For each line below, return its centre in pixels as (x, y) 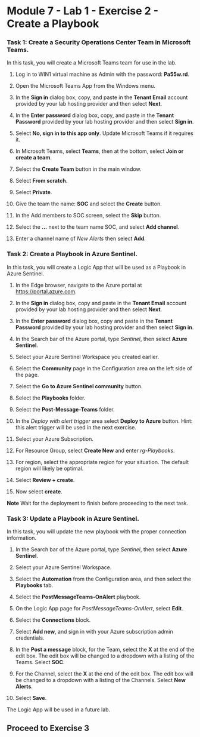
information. (22, 538)
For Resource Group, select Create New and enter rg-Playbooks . (95, 450)
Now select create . (39, 492)
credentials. (30, 638)
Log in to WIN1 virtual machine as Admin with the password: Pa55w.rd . (102, 74)
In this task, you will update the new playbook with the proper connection (97, 532)
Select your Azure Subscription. (54, 439)
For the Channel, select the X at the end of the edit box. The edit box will (104, 674)
